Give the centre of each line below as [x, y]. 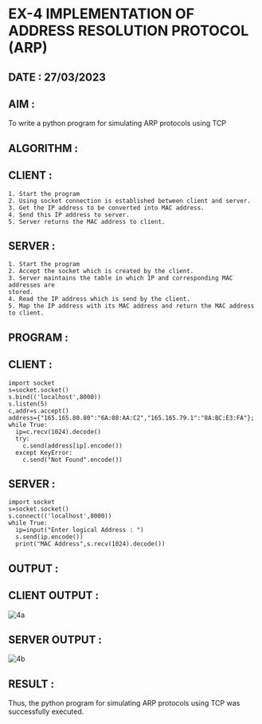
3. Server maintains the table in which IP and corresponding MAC [121, 278]
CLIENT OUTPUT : [54, 595]
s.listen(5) [28, 404]
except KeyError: [44, 452]
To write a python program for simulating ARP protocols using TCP [117, 123]
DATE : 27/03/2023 [57, 77]
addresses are [32, 285]
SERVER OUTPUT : [55, 640]
